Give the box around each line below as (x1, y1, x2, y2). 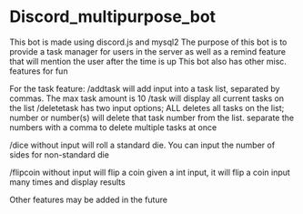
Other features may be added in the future (9, 194, 168, 205)
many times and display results (9, 176, 126, 188)
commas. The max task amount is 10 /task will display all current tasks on (9, 93, 285, 104)
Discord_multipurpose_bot (9, 6, 217, 27)
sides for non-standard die (9, 148, 109, 160)
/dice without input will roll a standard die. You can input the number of (9, 139, 276, 150)
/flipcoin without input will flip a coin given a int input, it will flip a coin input (9, 167, 291, 178)
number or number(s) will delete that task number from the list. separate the (9, 112, 294, 123)
